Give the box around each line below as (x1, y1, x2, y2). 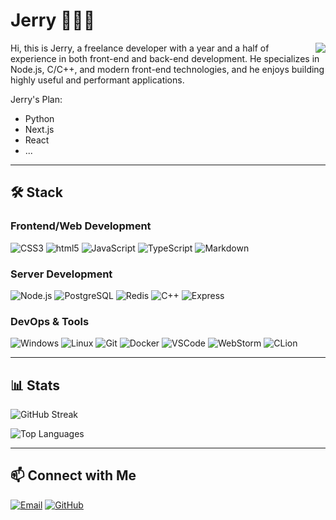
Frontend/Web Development (10, 219, 152, 233)
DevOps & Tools (10, 314, 90, 328)
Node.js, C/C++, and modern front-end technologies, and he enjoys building (10, 63, 325, 75)
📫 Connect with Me (10, 467, 137, 484)
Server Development (10, 267, 113, 281)
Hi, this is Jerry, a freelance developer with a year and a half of (10, 42, 270, 54)
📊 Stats (10, 377, 61, 394)
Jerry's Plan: (10, 93, 63, 105)
